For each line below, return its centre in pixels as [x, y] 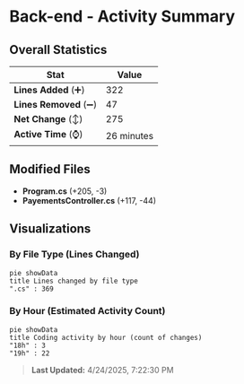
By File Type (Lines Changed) [74, 255]
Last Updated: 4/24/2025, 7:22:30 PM [102, 370]
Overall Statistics [58, 50]
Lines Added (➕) [49, 90]
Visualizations [50, 229]
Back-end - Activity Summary [122, 17]
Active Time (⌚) [48, 134]
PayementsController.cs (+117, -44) [89, 200]
